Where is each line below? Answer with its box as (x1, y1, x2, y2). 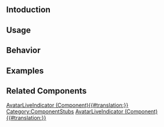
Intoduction (6, 5, 51, 15)
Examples (6, 66, 44, 76)
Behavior (6, 45, 41, 55)
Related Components (6, 86, 87, 96)
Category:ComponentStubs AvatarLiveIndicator (6, 108, 124, 115)
